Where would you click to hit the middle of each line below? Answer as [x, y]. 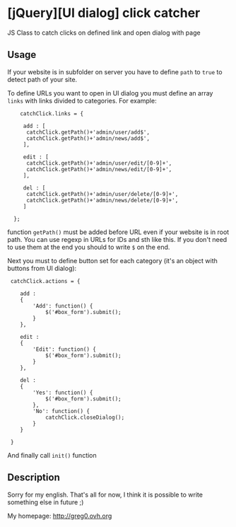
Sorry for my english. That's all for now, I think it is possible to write [105, 494]
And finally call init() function [52, 455]
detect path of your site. [42, 79]
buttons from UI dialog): [42, 268]
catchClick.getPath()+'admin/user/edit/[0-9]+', [99, 163]
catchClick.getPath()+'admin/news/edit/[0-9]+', [99, 169]
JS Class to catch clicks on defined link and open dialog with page [104, 33]
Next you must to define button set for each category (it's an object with [112, 260]
